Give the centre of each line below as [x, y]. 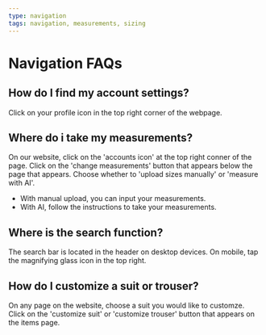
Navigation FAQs [65, 63]
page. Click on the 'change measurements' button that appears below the [131, 165]
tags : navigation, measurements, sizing [77, 23]
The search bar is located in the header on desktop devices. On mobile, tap [133, 252]
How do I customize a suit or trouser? [104, 286]
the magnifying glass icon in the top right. [77, 261]
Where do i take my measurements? [101, 138]
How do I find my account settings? [99, 93]
